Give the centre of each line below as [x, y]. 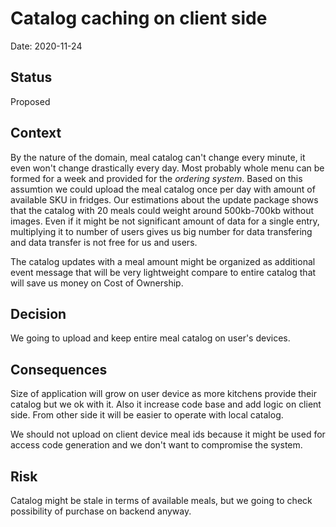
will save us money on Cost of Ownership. [97, 283]
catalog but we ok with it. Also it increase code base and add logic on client [166, 404]
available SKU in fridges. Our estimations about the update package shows [164, 199]
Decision [38, 313]
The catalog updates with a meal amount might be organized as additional [163, 261]
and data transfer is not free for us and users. [104, 242]
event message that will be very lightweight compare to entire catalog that [163, 272]
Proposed [30, 101]
